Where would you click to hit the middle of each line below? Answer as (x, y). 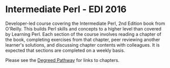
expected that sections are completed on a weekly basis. (65, 50)
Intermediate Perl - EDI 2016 (66, 9)
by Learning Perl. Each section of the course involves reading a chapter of (83, 34)
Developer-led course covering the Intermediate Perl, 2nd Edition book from (85, 23)
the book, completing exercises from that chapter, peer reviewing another (83, 40)
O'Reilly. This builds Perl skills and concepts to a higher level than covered (83, 28)
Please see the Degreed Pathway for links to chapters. (63, 60)
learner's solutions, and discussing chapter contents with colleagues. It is (82, 45)
